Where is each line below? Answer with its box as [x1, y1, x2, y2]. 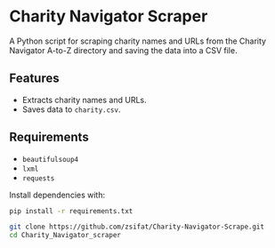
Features [9, 71, 60, 86]
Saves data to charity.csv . [21, 104, 121, 115]
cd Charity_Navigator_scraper [9, 231, 122, 240]
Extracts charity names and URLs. [21, 94, 147, 105]
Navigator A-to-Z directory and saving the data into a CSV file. [9, 44, 238, 55]
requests [21, 173, 55, 183]
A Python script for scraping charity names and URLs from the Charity [9, 36, 267, 46]
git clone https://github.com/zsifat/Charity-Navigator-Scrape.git [9, 222, 265, 232]
